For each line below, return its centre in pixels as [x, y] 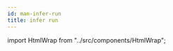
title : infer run [33, 20]
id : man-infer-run [34, 14]
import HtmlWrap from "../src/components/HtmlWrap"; [86, 40]
